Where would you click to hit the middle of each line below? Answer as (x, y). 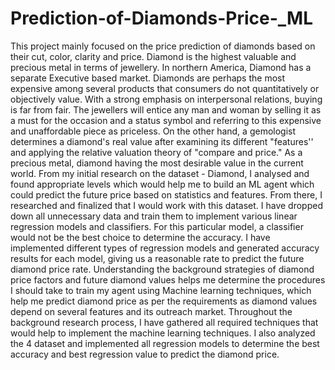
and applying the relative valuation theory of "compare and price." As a (156, 152)
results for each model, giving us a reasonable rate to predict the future (157, 258)
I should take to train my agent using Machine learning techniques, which (161, 290)
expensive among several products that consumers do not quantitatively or (165, 88)
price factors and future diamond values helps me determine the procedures (168, 279)
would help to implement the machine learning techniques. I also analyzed (163, 333)
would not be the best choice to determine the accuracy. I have (140, 237)
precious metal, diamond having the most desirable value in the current (157, 163)
